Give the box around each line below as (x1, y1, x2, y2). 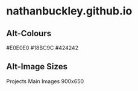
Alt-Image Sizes (6, 61, 68, 72)
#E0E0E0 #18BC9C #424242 (6, 44, 79, 51)
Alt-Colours (6, 28, 52, 39)
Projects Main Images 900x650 (6, 77, 84, 85)
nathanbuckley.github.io (6, 4, 133, 18)
